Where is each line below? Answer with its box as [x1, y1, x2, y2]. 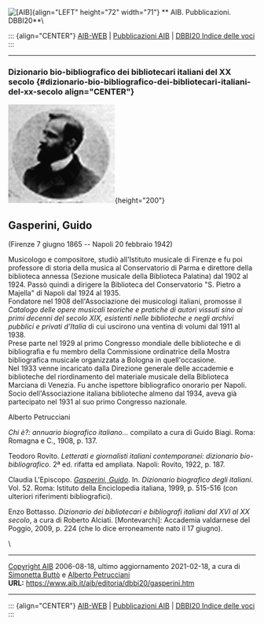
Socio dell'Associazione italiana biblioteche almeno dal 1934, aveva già [8, 389, 237, 398]
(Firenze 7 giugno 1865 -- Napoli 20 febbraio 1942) [8, 240, 173, 249]
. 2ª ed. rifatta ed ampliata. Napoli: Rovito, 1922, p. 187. [49, 459, 225, 469]
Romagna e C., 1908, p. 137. [8, 436, 97, 445]
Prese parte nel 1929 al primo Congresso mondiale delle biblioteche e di [8, 339, 241, 348]
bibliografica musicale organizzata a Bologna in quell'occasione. [8, 355, 217, 365]
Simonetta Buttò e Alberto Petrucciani [8, 570, 130, 579]
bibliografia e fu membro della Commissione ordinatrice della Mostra [8, 347, 230, 356]
